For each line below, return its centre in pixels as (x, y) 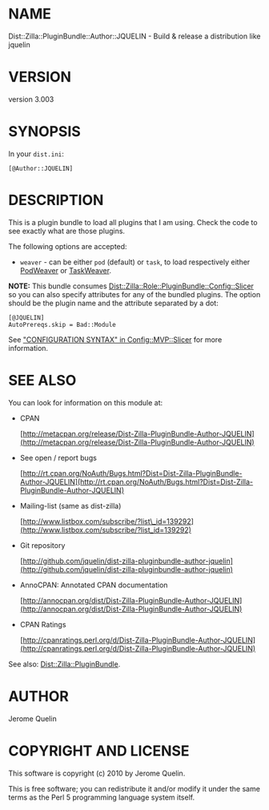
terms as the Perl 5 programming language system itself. (101, 797)
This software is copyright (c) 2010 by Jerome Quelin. (97, 773)
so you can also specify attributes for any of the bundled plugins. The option (134, 294)
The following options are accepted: (68, 246)
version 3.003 (31, 99)
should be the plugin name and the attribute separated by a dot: (113, 303)
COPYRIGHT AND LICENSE (99, 751)
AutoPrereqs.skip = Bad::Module (62, 324)
